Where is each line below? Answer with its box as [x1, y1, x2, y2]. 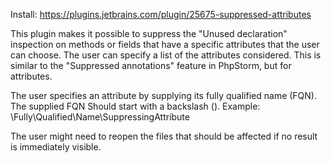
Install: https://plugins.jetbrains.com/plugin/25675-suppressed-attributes [10, 9, 312, 20]
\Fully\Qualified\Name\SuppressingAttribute [10, 111, 190, 123]
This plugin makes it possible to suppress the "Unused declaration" [10, 28, 288, 39]
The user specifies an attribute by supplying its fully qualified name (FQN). [10, 90, 318, 101]
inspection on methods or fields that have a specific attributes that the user [10, 39, 320, 50]
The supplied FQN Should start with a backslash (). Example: [10, 100, 261, 112]
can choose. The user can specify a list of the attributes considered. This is [10, 49, 322, 61]
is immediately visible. [10, 141, 102, 153]
